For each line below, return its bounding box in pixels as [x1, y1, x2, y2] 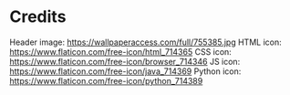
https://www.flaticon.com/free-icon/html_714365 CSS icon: [9, 46, 233, 57]
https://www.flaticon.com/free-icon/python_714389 [9, 75, 203, 86]
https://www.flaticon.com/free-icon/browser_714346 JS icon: [9, 56, 241, 67]
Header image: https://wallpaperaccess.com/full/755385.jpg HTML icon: [9, 37, 282, 47]
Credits [9, 6, 67, 27]
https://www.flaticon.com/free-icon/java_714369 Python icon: [9, 66, 242, 77]
